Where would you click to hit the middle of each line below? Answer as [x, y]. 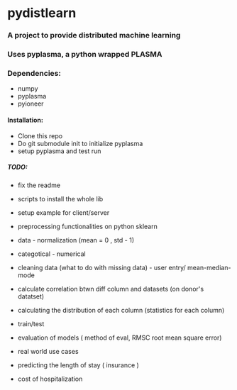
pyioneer [31, 104]
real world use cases [48, 351]
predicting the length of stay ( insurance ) [78, 365]
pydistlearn [42, 13]
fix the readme [39, 185]
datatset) [31, 296]
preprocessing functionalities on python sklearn [87, 226]
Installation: [26, 120]
